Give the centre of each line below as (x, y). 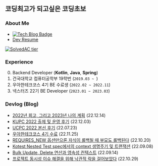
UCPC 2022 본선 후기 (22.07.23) (45, 128)
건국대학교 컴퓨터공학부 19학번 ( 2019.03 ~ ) (55, 78)
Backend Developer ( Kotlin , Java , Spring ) (55, 72)
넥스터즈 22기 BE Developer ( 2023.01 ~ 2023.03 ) (61, 91)
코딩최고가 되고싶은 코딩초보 (46, 9)
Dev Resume (25, 39)
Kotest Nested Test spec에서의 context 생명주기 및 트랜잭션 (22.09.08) (83, 146)
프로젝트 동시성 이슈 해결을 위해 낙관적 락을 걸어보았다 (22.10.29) (75, 159)
